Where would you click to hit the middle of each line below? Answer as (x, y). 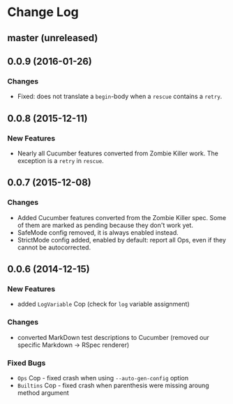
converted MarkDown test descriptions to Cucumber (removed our (113, 337)
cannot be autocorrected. (54, 247)
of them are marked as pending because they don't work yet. (105, 225)
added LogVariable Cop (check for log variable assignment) (103, 304)
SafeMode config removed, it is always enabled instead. (98, 232)
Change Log (43, 12)
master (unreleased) (53, 38)
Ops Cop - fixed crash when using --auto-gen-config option (103, 378)
